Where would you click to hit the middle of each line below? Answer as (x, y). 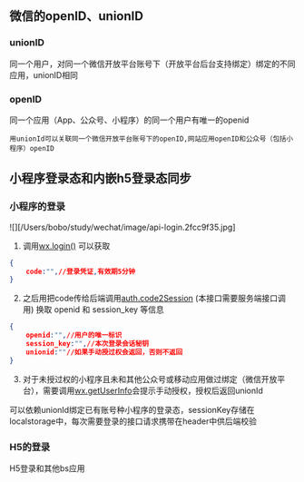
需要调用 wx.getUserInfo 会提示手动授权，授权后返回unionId (152, 390)
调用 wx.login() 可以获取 (66, 246)
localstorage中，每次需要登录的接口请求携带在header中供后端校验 (133, 421)
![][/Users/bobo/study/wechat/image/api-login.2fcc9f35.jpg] (123, 227)
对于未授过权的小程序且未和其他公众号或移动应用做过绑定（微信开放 (150, 379)
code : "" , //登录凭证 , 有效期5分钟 (81, 271)
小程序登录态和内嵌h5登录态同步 (101, 178)
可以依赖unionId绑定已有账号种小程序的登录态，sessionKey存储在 (132, 409)
